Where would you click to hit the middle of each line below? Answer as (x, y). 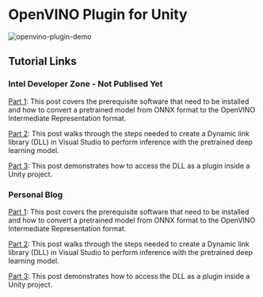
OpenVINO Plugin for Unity (98, 15)
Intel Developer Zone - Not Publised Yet (86, 84)
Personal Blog (36, 194)
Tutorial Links (42, 61)
